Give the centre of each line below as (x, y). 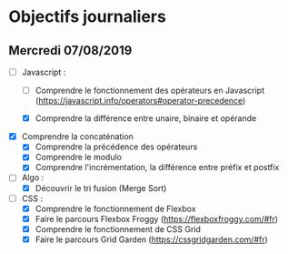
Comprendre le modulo (79, 157)
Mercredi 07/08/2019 (70, 51)
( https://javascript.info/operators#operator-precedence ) (140, 101)
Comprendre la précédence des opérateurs (116, 147)
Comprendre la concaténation (77, 137)
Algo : (33, 178)
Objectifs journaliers (88, 17)
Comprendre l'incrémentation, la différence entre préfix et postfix (157, 168)
